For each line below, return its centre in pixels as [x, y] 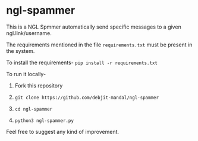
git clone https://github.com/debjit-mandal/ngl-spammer [87, 98]
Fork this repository [39, 85]
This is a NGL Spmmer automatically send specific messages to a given [94, 27]
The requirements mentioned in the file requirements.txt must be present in [99, 45]
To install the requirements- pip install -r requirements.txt [82, 62]
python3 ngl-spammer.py [44, 120]
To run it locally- [26, 74]
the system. [21, 51]
